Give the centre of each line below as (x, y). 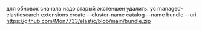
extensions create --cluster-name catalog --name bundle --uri (119, 15)
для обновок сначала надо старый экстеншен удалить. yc (81, 9)
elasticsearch (23, 15)
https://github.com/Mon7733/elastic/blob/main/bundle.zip (79, 21)
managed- (170, 9)
